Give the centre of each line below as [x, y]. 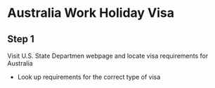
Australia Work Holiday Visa [91, 13]
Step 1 [21, 39]
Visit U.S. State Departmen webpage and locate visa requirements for [108, 56]
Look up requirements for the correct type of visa [89, 77]
